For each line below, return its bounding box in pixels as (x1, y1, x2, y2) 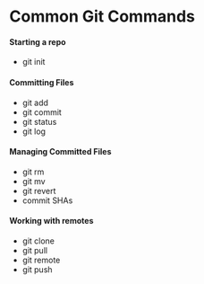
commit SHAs (21, 195, 73, 206)
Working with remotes (9, 216, 94, 226)
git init (21, 57, 46, 67)
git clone (21, 235, 55, 246)
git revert (21, 185, 56, 196)
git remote (21, 254, 61, 265)
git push (21, 264, 53, 275)
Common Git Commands (9, 6, 195, 27)
